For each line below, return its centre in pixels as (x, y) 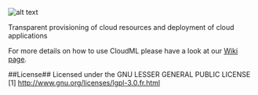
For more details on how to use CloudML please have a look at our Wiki (123, 51)
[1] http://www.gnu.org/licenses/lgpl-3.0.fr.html (84, 83)
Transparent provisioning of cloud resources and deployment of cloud (121, 27)
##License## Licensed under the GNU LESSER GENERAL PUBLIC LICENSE (129, 74)
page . (18, 59)
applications (28, 36)
